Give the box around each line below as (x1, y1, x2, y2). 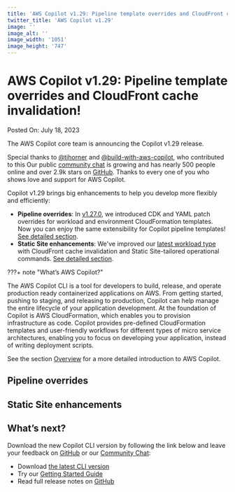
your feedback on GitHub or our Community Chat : (7, 449, 151, 457)
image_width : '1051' (7, 36, 68, 43)
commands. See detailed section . (17, 254, 114, 262)
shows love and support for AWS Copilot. (7, 175, 126, 183)
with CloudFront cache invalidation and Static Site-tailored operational (17, 246, 220, 255)
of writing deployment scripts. (7, 341, 94, 349)
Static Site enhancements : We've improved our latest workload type (17, 239, 216, 248)
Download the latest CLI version (17, 462, 110, 470)
